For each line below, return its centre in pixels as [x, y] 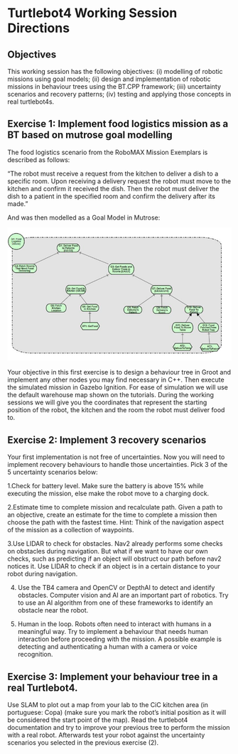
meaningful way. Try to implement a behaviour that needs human [113, 632]
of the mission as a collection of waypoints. [71, 530]
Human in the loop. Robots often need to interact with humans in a [114, 624]
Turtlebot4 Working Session [92, 13]
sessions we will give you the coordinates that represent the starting [107, 402]
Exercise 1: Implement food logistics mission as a [118, 124]
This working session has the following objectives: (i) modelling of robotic [115, 71]
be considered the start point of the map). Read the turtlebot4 [98, 720]
